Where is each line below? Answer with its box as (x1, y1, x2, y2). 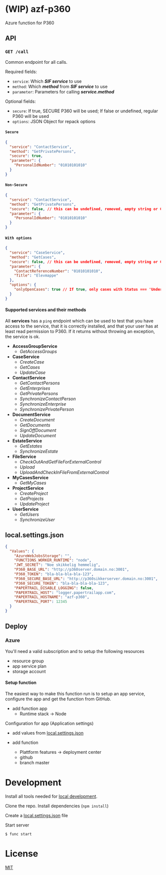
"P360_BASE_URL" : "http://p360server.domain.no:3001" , (14, 567, 129, 572)
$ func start (5, 831, 32, 836)
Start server (5, 822, 30, 828)
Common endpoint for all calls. (5, 59, 68, 65)
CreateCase (19, 359, 44, 365)
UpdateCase (19, 369, 46, 375)
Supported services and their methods (5, 307, 86, 313)
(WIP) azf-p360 (5, 3, 71, 15)
